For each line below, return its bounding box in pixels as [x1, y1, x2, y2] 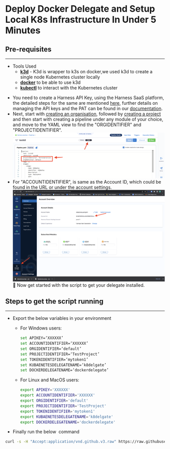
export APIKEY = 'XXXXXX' [20, 387, 71, 393]
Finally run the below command [12, 429, 80, 435]
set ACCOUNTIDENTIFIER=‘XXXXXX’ [20, 341, 89, 346]
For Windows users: [20, 325, 62, 331]
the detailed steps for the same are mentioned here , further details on [12, 100, 158, 106]
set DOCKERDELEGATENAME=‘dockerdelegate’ [20, 368, 109, 373]
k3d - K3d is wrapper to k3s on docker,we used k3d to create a [20, 69, 153, 74]
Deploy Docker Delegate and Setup [5, 3, 155, 15]
